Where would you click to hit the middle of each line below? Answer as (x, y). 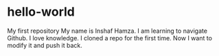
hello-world (41, 12)
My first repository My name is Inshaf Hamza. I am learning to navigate (107, 31)
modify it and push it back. (45, 45)
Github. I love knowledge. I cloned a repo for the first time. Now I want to (110, 38)
